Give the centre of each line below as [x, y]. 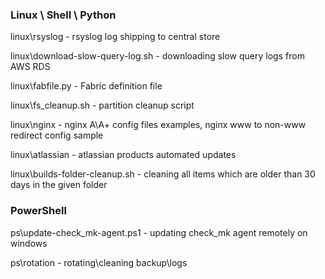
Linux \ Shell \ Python [63, 15]
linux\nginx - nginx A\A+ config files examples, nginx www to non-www [158, 125]
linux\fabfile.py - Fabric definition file [86, 86]
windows [29, 243]
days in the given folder [59, 185]
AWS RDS [30, 67]
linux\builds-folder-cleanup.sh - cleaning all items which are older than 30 [163, 174]
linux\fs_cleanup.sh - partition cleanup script [102, 105]
